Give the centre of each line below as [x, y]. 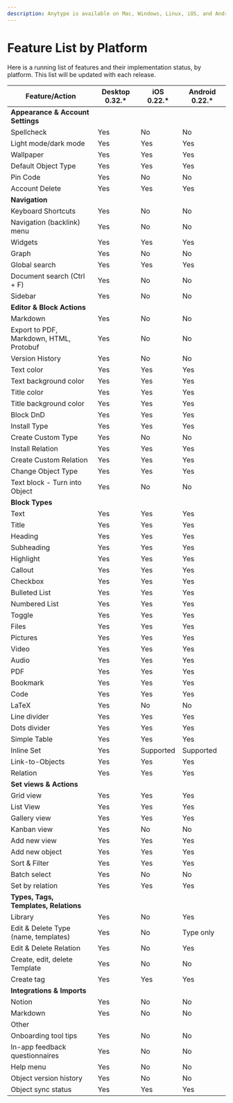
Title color [27, 392]
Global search [33, 264]
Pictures [24, 638]
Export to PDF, [34, 330]
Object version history [47, 1078]
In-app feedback [38, 1047]
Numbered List [35, 604]
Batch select [31, 874]
